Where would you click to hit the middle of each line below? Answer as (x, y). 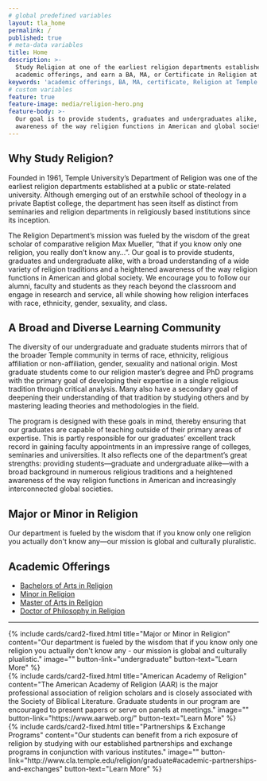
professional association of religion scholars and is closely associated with (130, 693)
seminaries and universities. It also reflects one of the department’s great (128, 455)
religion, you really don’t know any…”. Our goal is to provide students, (122, 252)
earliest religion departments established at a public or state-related (120, 186)
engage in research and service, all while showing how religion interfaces (128, 294)
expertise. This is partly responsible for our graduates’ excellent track (122, 439)
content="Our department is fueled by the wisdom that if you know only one (133, 642)
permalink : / (30, 30)
